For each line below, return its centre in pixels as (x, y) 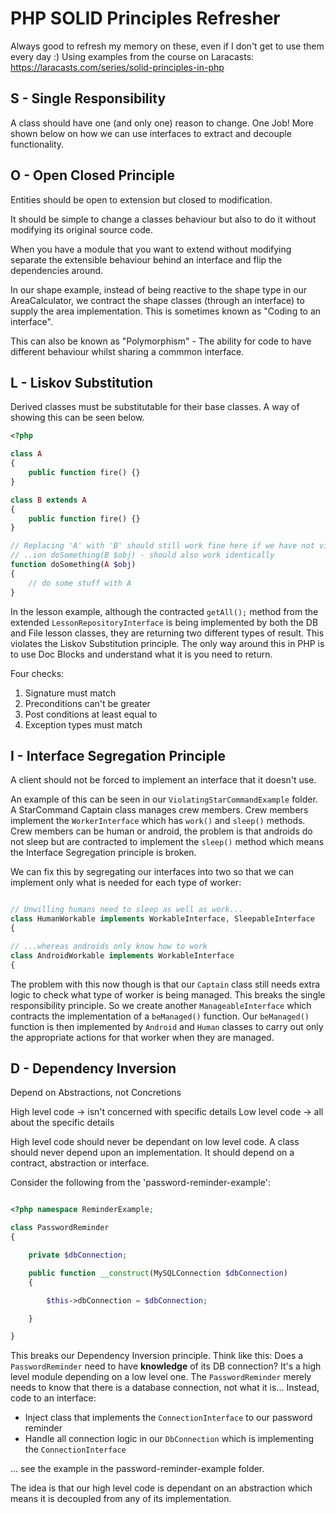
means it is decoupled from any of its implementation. (121, 1499)
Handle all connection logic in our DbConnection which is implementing (169, 1439)
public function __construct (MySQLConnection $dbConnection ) (158, 1273)
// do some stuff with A (80, 583)
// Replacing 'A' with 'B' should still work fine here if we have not (162, 546)
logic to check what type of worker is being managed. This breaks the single (168, 994)
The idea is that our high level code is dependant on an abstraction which (161, 1488)
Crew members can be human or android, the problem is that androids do (161, 831)
